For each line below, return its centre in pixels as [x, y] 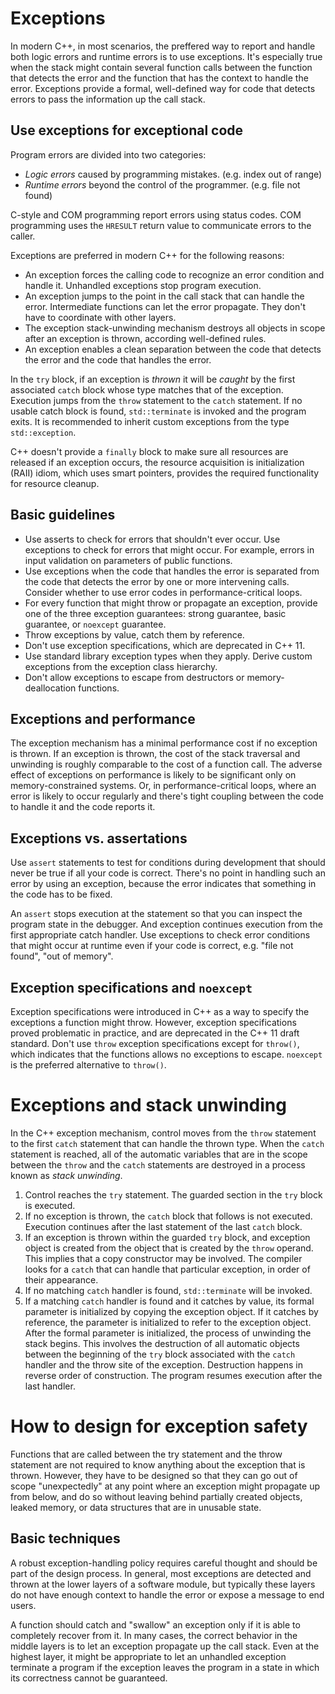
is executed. [50, 1205]
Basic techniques [65, 1538]
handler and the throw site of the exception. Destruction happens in [163, 1364]
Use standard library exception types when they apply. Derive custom [168, 656]
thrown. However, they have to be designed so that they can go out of [154, 1475]
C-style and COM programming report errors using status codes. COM [156, 214]
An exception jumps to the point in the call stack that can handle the [164, 296]
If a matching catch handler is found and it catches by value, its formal [169, 1301]
